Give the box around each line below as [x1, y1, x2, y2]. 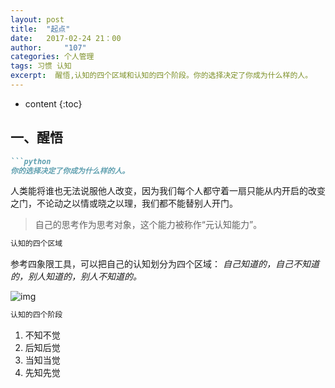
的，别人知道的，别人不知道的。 [10, 271, 142, 283]
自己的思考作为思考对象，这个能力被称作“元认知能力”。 [34, 219, 263, 231]
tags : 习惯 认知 [10, 61, 72, 71]
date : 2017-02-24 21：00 [10, 33, 122, 43]
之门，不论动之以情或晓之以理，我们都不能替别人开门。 [10, 197, 238, 210]
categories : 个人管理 [10, 52, 95, 62]
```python [10, 156, 52, 166]
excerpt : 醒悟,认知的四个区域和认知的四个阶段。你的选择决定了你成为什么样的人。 [10, 71, 313, 81]
